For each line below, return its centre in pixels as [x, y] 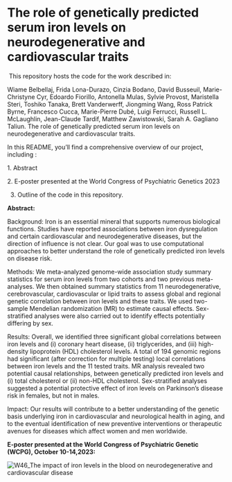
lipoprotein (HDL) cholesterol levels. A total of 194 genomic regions [126, 351]
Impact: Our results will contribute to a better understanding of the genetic [113, 409]
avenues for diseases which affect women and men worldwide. [97, 431]
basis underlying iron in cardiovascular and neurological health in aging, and [116, 416]
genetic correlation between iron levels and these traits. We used [100, 301]
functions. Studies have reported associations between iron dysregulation [113, 229]
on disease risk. [30, 258]
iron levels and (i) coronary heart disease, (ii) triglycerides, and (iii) [102, 343]
